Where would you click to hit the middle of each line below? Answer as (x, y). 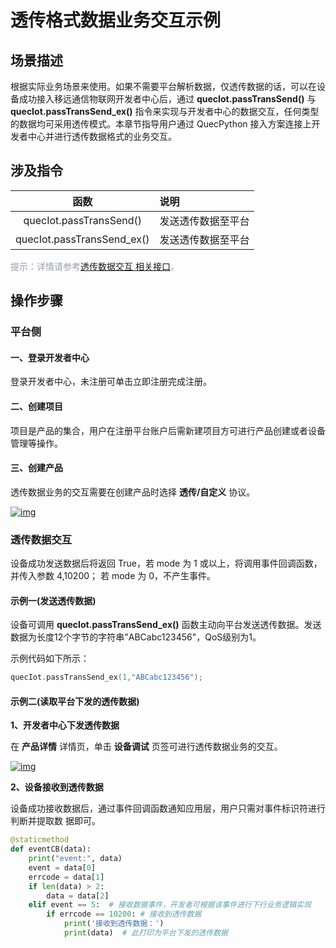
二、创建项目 (36, 406)
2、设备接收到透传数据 (57, 787)
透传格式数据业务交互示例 (116, 20)
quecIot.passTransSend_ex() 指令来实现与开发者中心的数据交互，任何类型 (165, 111)
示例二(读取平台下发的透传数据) (75, 701)
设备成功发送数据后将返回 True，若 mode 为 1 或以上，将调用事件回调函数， (166, 563)
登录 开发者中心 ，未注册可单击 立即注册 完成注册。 (111, 382)
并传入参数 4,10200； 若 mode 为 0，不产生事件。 (113, 576)
